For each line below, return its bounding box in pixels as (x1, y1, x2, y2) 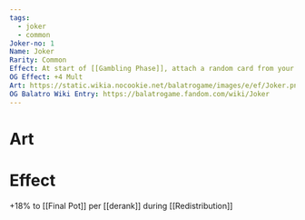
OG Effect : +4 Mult (9, 73, 84, 82)
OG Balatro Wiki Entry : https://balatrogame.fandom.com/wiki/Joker (9, 89, 271, 98)
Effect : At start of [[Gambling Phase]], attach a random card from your (9, 65, 295, 74)
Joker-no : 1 (9, 38, 54, 48)
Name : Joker (9, 47, 54, 56)
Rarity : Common (9, 55, 67, 65)
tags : (9, 13, 30, 23)
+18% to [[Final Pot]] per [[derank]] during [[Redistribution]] (9, 200, 233, 211)
